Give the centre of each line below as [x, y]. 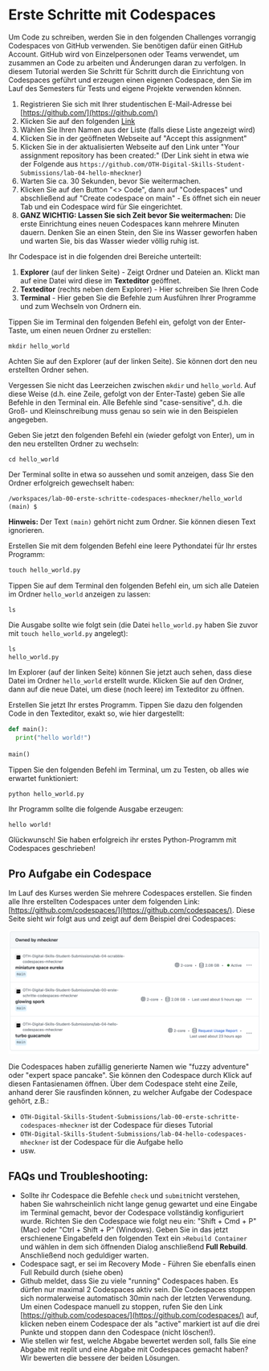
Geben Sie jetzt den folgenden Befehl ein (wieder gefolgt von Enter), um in [131, 435]
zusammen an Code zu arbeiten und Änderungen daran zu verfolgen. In [127, 63]
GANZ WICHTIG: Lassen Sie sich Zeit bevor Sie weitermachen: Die [133, 215]
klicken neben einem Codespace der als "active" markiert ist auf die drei [140, 1324]
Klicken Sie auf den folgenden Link [77, 121]
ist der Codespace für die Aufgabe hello [117, 1142]
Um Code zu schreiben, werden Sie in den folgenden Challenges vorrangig [132, 37]
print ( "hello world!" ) [53, 737]
